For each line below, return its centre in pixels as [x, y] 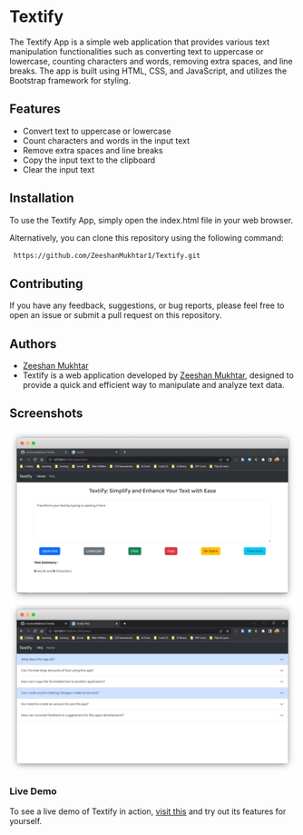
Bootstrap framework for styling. [70, 80]
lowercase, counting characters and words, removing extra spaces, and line [151, 61]
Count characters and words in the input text [106, 140]
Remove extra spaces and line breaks [93, 150]
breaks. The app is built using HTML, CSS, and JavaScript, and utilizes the [148, 71]
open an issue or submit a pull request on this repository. [116, 315]
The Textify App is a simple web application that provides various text [140, 42]
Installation [42, 199]
